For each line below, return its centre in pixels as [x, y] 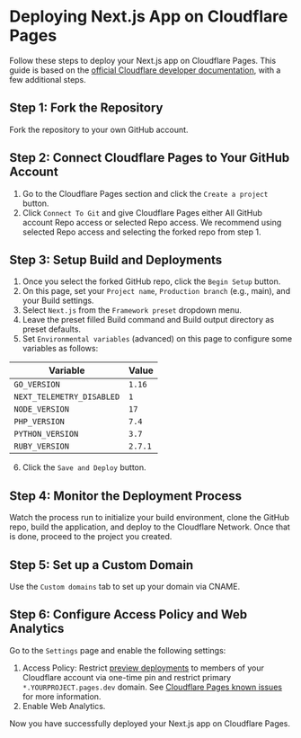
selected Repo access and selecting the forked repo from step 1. [142, 232]
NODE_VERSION [42, 409]
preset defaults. [51, 329]
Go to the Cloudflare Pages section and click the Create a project [145, 193]
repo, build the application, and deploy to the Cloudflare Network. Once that [150, 527]
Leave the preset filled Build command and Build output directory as [148, 320]
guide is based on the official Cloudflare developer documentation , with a [145, 70]
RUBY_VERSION [42, 446]
